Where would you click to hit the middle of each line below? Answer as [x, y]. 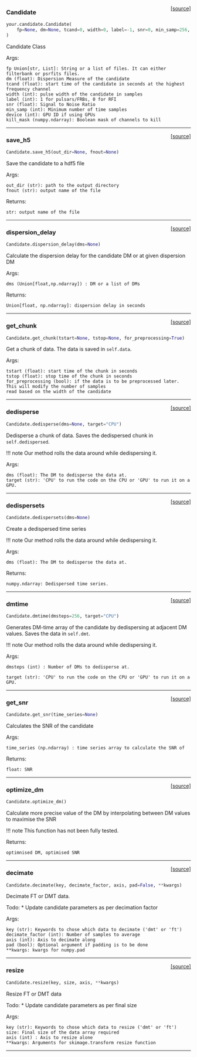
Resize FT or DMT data [34, 994]
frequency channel [28, 89]
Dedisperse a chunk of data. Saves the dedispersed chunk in [80, 435]
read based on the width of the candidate [59, 392]
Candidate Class [26, 46]
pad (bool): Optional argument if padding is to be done [77, 945]
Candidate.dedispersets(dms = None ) [48, 517]
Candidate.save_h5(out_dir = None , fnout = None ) [62, 152]
